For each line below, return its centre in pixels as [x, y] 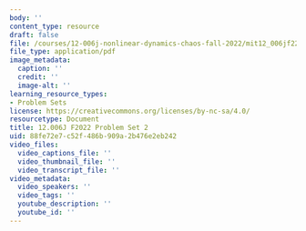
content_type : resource [55, 26]
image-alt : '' [44, 85]
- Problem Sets [38, 102]
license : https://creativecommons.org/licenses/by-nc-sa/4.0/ [130, 111]
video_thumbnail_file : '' [67, 161]
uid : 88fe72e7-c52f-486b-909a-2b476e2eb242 [93, 136]
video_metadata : [40, 178]
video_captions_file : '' [65, 153]
